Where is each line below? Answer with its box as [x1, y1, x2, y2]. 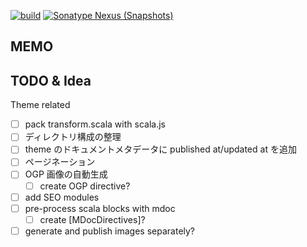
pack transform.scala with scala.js [24, 118, 166, 130]
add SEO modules [24, 191, 100, 203]
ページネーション [24, 156, 96, 168]
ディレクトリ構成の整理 [24, 131, 122, 143]
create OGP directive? [39, 180, 131, 192]
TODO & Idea [10, 72, 92, 89]
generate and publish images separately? [24, 225, 196, 237]
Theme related [10, 99, 71, 111]
